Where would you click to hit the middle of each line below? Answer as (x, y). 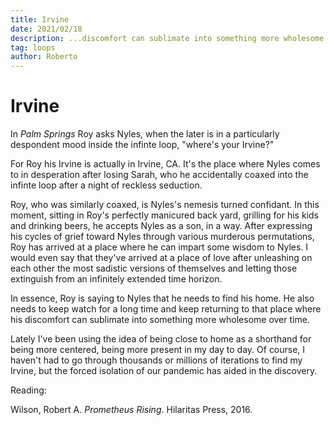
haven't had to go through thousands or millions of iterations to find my (156, 360)
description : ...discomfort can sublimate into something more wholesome (167, 38)
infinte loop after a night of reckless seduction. (106, 185)
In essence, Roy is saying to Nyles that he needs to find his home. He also (162, 298)
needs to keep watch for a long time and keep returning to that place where (166, 309)
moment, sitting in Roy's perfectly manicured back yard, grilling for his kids (164, 215)
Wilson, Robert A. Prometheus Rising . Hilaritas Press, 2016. (131, 410)
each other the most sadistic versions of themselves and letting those (154, 268)
